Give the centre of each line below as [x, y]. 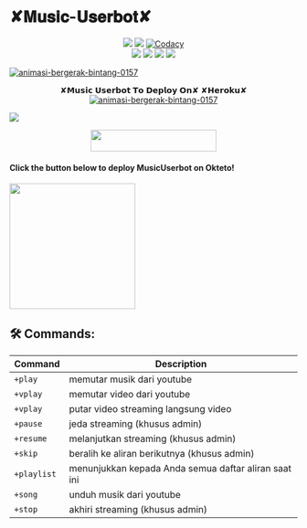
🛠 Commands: [53, 334]
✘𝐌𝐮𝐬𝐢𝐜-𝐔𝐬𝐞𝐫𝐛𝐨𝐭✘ [81, 17]
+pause [28, 424]
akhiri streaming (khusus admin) [138, 510]
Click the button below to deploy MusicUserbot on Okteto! [122, 167]
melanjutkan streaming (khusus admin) [153, 438]
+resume [31, 439]
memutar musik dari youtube [131, 379]
